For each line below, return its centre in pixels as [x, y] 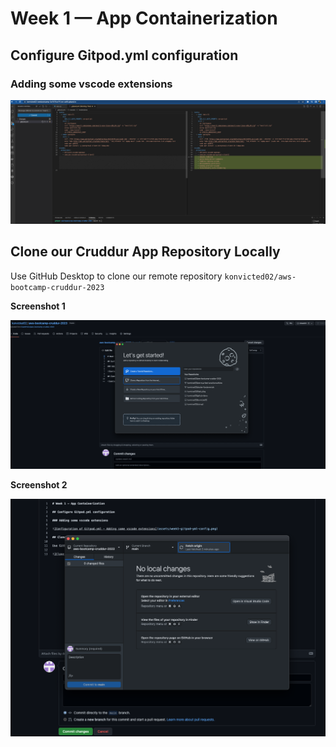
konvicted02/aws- [260, 277]
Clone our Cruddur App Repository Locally [145, 252]
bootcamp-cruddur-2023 [57, 287]
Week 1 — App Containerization [144, 18]
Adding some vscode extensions [91, 84]
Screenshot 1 [38, 306]
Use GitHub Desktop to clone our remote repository [116, 276]
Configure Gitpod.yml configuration [124, 55]
